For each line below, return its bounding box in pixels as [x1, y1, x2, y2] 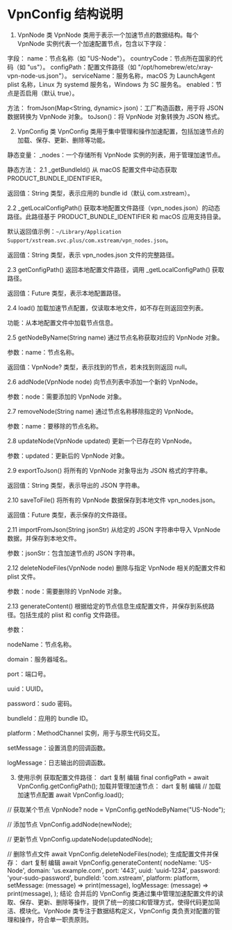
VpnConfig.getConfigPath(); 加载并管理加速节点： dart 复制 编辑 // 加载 [17, 782, 222, 790]
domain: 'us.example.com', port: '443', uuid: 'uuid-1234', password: [27, 866, 220, 874]
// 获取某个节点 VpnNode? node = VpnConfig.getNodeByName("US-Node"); [7, 805, 226, 814]
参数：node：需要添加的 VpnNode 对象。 [7, 392, 126, 401]
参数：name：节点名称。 [7, 348, 78, 356]
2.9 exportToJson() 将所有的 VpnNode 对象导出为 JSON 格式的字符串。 [7, 466, 212, 474]
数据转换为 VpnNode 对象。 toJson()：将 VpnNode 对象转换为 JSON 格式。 [7, 112, 224, 120]
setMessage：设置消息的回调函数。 [7, 744, 110, 752]
